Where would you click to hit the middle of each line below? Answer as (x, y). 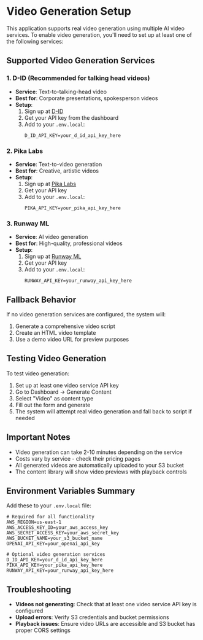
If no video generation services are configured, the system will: (86, 314)
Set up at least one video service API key (67, 385)
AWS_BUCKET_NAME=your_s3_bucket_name (55, 539)
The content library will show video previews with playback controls (101, 472)
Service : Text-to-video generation (59, 164)
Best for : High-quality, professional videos (69, 243)
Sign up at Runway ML (53, 257)
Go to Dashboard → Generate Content (63, 392)
